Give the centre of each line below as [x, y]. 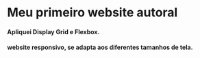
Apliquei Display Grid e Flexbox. [53, 31]
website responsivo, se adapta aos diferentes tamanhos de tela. [100, 47]
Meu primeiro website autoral [92, 13]
